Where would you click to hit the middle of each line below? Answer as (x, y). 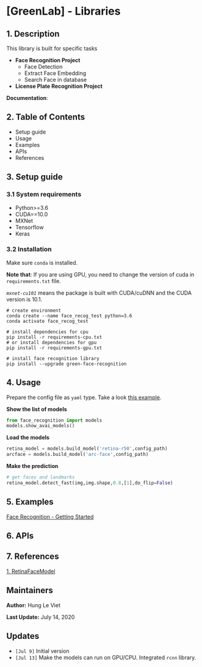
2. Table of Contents (46, 117)
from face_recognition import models (54, 420)
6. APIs (20, 536)
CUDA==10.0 (31, 214)
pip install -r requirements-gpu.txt (54, 348)
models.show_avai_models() (41, 426)
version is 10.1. (24, 299)
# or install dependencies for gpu (52, 342)
